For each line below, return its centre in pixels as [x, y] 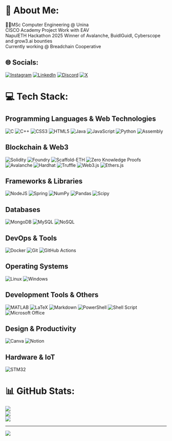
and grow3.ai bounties [29, 41]
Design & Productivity [41, 329]
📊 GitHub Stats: [40, 391]
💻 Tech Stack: [37, 96]
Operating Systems [37, 267]
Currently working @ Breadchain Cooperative [53, 46]
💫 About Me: [32, 10]
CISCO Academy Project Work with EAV [47, 30]
